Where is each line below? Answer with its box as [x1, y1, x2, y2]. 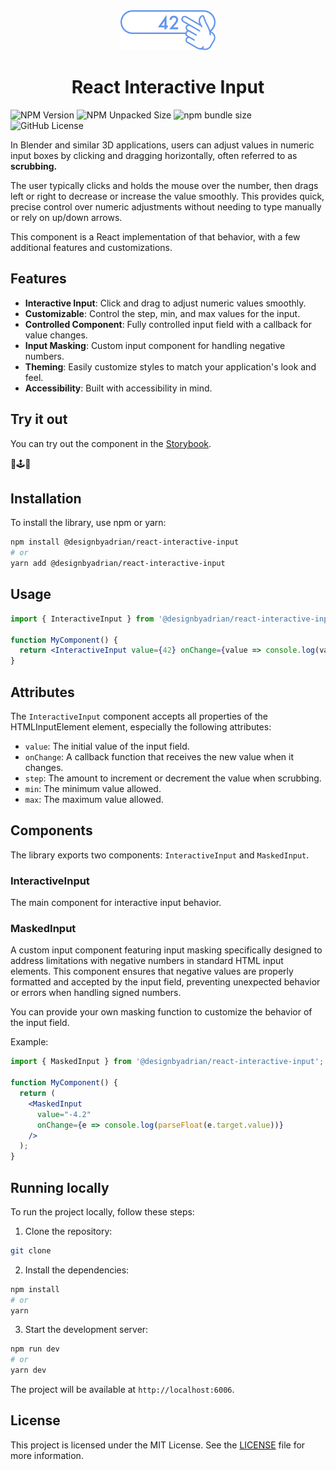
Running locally [10, 1179, 110, 1196]
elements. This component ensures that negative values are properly [10, 965, 294, 978]
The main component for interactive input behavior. [10, 897, 222, 909]
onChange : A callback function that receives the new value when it [24, 751, 295, 763]
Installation [10, 490, 82, 507]
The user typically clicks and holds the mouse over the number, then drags [10, 179, 319, 191]
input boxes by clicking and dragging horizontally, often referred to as [10, 149, 298, 161]
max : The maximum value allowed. [24, 794, 164, 805]
